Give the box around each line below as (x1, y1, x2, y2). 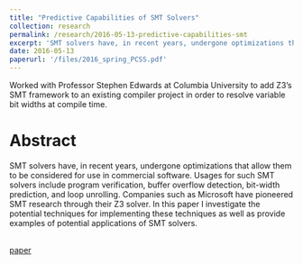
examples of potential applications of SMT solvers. (9, 217, 198, 228)
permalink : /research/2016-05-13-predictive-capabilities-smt (9, 30, 248, 39)
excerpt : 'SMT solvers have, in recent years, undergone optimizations (9, 38, 284, 48)
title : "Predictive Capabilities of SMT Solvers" (9, 13, 200, 23)
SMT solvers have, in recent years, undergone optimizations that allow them (9, 159, 292, 171)
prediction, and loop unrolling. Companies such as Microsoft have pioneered (9, 188, 294, 199)
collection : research (9, 22, 91, 31)
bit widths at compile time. (9, 99, 108, 109)
